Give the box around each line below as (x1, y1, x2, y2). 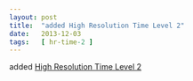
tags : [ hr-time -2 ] (9, 37, 93, 47)
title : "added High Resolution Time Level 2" (9, 21, 185, 30)
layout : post (9, 12, 58, 22)
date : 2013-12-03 (9, 29, 82, 38)
